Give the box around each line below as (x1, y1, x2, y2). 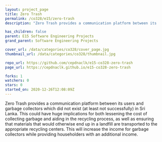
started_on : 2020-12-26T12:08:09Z (5, 87, 75, 92)
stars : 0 (5, 83, 23, 88)
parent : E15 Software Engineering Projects (5, 34, 94, 39)
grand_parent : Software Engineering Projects (5, 38, 98, 44)
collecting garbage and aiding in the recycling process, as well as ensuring (5, 116, 154, 122)
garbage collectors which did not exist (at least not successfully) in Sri (5, 105, 146, 111)
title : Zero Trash (5, 12, 42, 16)
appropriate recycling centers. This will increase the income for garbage (5, 126, 149, 132)
